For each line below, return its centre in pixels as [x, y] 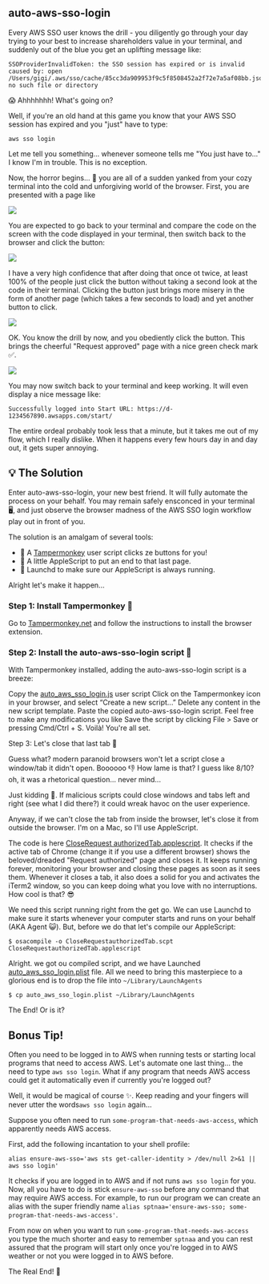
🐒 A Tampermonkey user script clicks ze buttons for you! [114, 552]
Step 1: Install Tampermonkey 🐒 [71, 606]
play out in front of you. [47, 521]
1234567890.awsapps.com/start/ [60, 416]
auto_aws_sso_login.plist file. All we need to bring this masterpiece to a [125, 972]
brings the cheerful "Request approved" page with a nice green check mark [133, 346]
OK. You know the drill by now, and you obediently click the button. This [127, 337]
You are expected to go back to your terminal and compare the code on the [132, 225]
